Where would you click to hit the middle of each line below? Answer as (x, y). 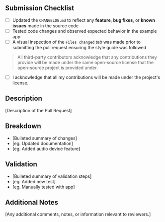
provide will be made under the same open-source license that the (85, 62)
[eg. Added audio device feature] (46, 148)
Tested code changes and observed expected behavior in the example (85, 31)
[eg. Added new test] (34, 181)
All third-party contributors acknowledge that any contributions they (87, 57)
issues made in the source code (45, 26)
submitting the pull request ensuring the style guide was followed (79, 47)
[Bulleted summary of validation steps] (52, 176)
